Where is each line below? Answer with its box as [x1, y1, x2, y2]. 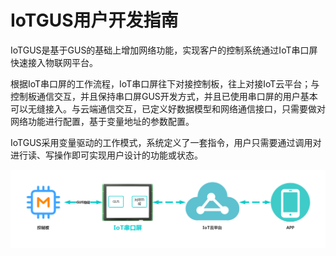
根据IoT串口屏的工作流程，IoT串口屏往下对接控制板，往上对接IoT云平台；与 [10, 77, 320, 90]
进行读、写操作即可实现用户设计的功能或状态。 [10, 149, 203, 161]
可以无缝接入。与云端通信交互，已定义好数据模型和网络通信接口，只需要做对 [10, 102, 326, 115]
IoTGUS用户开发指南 [10, 9, 179, 32]
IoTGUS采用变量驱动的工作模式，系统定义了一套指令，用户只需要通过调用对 [10, 136, 322, 148]
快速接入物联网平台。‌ [10, 56, 98, 68]
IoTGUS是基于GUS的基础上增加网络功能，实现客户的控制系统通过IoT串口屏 [10, 44, 318, 56]
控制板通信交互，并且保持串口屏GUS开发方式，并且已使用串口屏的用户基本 [10, 90, 318, 102]
